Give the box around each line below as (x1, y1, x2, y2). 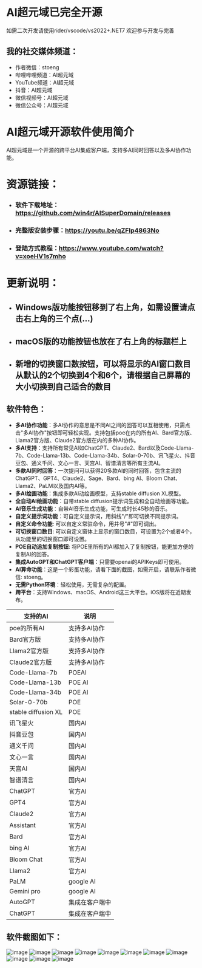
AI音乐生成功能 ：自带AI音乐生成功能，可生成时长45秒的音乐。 (15, 505, 171, 512)
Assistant (9, 821, 36, 829)
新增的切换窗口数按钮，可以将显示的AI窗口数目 (15, 359, 191, 369)
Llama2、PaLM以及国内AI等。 (15, 482, 90, 489)
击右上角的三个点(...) (15, 314, 93, 324)
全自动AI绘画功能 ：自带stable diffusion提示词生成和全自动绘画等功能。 (15, 497, 192, 504)
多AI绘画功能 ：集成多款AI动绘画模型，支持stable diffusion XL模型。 (15, 490, 184, 497)
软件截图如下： (6, 932, 62, 942)
